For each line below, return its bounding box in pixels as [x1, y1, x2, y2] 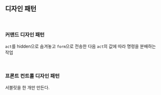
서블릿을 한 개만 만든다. [5, 85, 50, 91]
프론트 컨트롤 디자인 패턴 [5, 73, 60, 80]
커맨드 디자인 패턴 [5, 31, 45, 38]
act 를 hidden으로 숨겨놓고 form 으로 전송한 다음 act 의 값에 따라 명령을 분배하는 [5, 43, 156, 49]
